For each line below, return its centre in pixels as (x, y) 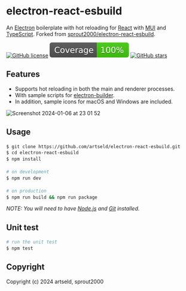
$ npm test (20, 248)
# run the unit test (32, 242)
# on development (28, 172)
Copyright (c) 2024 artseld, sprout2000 (55, 281)
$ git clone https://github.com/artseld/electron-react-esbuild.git (93, 146)
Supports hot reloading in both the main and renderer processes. (95, 89)
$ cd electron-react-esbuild (42, 153)
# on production (26, 191)
